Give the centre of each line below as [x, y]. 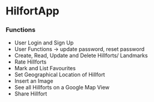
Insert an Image [34, 81]
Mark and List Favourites [45, 68]
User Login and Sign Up [44, 43]
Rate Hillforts [30, 62]
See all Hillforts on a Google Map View [62, 88]
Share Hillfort [31, 94]
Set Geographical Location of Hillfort [60, 75]
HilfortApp [32, 11]
